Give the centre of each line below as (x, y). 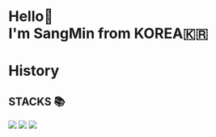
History (34, 71)
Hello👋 (31, 17)
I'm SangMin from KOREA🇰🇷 (108, 33)
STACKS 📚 (37, 101)
